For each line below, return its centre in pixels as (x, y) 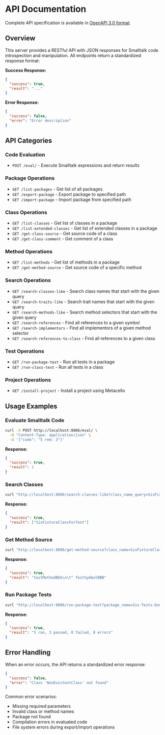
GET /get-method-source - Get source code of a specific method (77, 268)
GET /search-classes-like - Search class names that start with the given (86, 291)
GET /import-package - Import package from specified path (72, 199)
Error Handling (28, 653)
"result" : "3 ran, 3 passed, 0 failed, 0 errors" (61, 633)
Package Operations (30, 178)
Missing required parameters (41, 706)
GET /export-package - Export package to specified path (69, 194)
